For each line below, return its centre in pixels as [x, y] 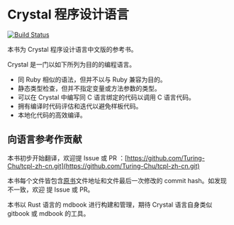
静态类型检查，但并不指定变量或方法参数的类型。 [89, 88]
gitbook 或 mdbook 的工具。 [49, 213]
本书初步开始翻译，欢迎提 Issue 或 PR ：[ [67, 158]
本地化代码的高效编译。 [52, 115]
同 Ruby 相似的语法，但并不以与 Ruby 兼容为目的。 [92, 79]
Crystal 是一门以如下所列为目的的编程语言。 [72, 64]
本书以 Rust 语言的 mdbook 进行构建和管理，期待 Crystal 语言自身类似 [110, 204]
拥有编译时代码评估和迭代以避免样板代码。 [80, 106]
